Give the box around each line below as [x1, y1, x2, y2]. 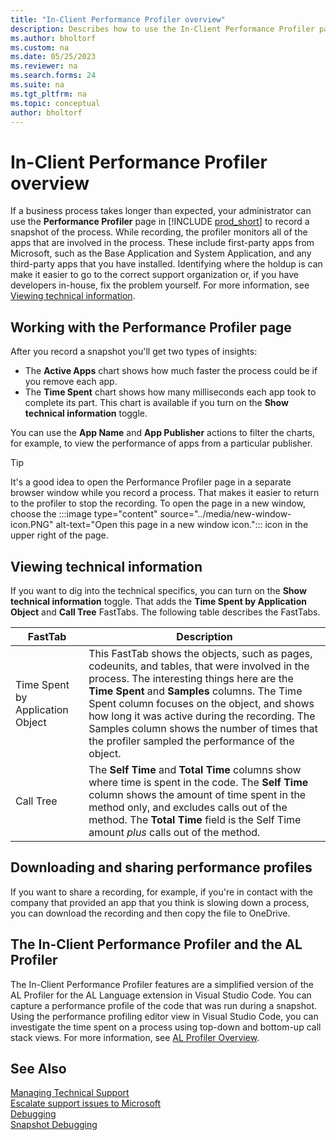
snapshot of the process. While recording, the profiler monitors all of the [10, 226, 308, 238]
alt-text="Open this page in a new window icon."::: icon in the [55, 519, 309, 531]
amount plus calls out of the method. [88, 825, 261, 839]
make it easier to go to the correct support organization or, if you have [10, 269, 299, 281]
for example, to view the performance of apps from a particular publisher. [10, 437, 313, 450]
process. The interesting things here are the [88, 671, 294, 685]
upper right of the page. [10, 529, 109, 541]
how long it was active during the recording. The [88, 709, 316, 723]
